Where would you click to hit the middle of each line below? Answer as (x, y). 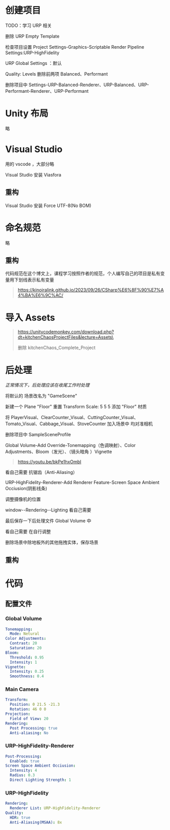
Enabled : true (25, 761)
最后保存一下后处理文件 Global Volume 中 (48, 521)
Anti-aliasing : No (29, 733)
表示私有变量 (40, 280)
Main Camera (22, 689)
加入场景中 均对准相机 (130, 424)
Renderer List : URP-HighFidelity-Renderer (55, 808)
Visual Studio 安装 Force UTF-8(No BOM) (48, 205)
